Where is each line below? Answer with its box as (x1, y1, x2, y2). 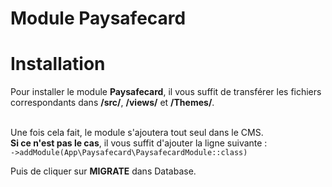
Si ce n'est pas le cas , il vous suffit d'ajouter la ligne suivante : (10, 137, 268, 149)
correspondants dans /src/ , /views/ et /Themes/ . (10, 97, 215, 109)
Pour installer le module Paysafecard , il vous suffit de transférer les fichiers (10, 86, 322, 98)
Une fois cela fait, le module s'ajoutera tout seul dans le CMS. (10, 127, 264, 139)
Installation (10, 53, 106, 76)
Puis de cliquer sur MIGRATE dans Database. (10, 165, 197, 177)
